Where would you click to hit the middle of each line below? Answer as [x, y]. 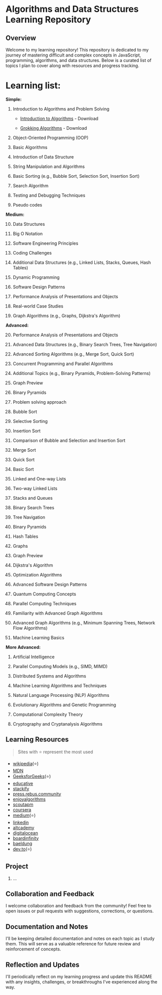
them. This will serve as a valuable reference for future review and [73, 944]
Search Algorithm [31, 185]
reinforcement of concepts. [33, 949]
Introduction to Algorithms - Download [59, 118]
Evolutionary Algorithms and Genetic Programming [64, 705]
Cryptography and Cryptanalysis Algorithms [58, 724]
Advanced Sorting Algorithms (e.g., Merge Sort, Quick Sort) [73, 354]
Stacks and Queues [33, 498]
